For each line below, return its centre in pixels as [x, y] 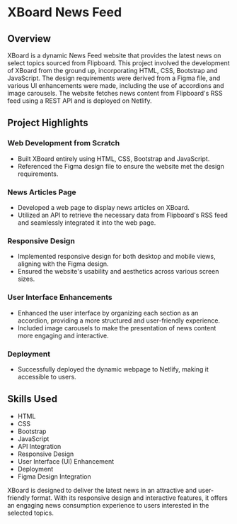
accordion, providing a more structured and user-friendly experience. [119, 320]
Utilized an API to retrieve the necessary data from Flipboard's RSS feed [122, 215]
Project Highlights [48, 123]
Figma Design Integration [54, 476]
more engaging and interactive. [63, 335]
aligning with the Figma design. [63, 264]
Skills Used [33, 399]
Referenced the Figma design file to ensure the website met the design [121, 166]
